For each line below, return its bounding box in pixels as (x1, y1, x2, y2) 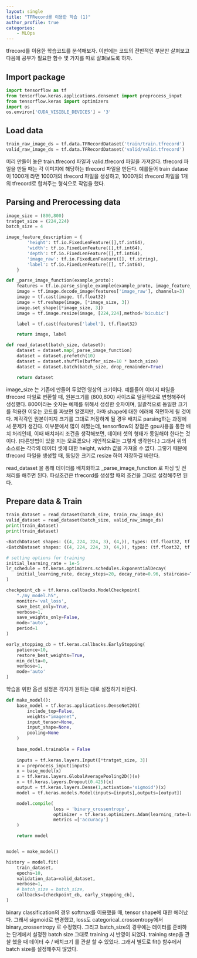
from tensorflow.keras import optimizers (6, 98, 109, 104)
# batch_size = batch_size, (16, 886, 85, 892)
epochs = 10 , (16, 870, 43, 876)
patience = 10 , (16, 646, 49, 653)
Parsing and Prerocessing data (6, 197, 121, 207)
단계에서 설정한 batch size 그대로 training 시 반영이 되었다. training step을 (12, 930, 184, 937)
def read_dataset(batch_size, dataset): (6, 342, 107, 348)
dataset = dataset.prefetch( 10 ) (16, 353, 96, 359)
